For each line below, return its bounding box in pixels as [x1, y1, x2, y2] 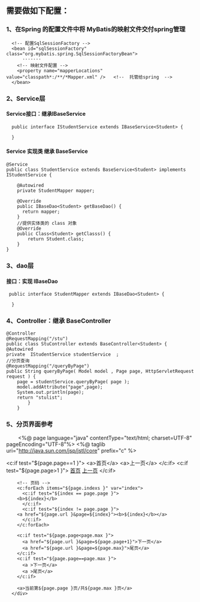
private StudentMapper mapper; [17, 188, 95, 194]
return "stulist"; [17, 395, 63, 401]
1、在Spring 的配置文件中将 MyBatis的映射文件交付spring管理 [6, 25, 186, 34]
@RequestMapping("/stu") [6, 336, 68, 342]
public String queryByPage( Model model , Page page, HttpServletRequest [6, 368, 195, 375]
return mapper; [22, 209, 60, 215]
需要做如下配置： [6, 5, 69, 16]
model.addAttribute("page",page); [17, 384, 103, 390]
